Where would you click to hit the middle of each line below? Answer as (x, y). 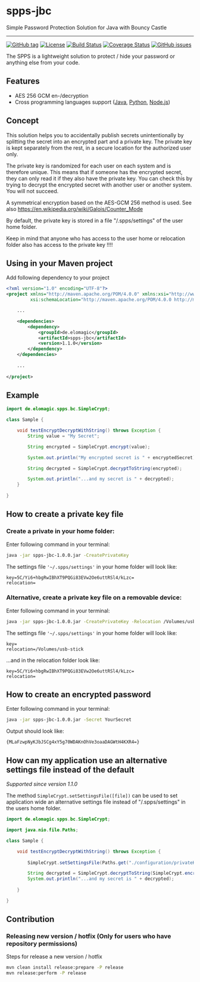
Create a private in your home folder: (60, 531)
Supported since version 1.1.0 (42, 784)
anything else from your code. (43, 62)
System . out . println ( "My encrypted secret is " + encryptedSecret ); (113, 457)
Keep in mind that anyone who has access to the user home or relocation (96, 238)
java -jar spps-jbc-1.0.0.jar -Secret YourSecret (69, 720)
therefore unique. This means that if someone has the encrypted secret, (94, 172)
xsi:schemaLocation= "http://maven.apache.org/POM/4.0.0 (101, 300)
